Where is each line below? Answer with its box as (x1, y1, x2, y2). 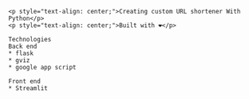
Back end (8, 42, 38, 50)
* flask (8, 49, 34, 57)
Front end (8, 77, 41, 85)
